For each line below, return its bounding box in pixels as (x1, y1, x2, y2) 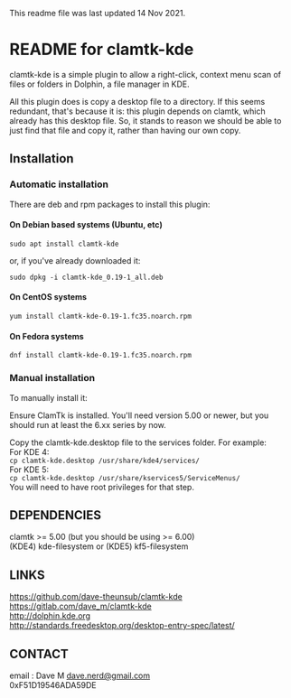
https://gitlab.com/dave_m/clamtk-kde (9, 600, 152, 612)
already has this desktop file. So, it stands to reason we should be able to (9, 115, 282, 126)
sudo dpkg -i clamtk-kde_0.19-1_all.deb (9, 273, 164, 282)
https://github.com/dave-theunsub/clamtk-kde (9, 591, 183, 602)
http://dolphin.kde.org (9, 610, 91, 621)
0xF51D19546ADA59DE (9, 679, 97, 690)
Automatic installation (9, 178, 108, 191)
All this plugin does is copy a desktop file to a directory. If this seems (9, 96, 266, 107)
